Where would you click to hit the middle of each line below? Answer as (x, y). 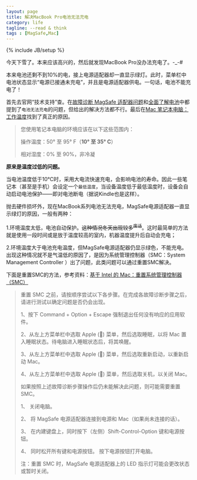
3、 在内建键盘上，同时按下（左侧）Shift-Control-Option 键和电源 (100, 431)
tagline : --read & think (36, 28)
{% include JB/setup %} (35, 50)
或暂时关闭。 (36, 471)
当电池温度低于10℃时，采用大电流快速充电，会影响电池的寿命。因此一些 (94, 179)
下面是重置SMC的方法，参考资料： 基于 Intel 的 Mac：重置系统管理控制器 (94, 275)
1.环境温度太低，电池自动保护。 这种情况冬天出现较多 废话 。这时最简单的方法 (97, 227)
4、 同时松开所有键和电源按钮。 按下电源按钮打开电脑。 (88, 451)
